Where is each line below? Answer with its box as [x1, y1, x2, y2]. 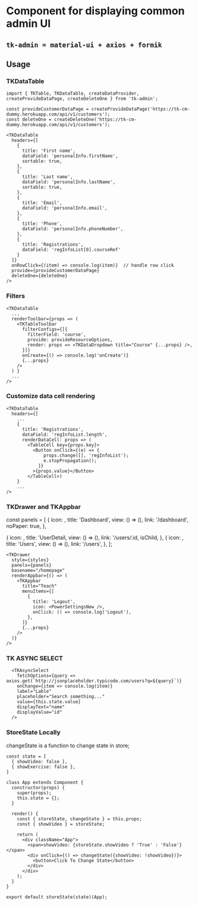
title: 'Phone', [21, 221, 62, 227]
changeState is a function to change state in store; [6, 742, 130, 749]
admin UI [6, 17, 51, 30]
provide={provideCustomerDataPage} [11, 268, 100, 274]
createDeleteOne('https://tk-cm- [54, 117, 137, 123]
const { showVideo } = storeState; [17, 821, 105, 827]
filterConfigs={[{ [21, 326, 68, 332]
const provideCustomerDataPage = [6, 106, 89, 113]
